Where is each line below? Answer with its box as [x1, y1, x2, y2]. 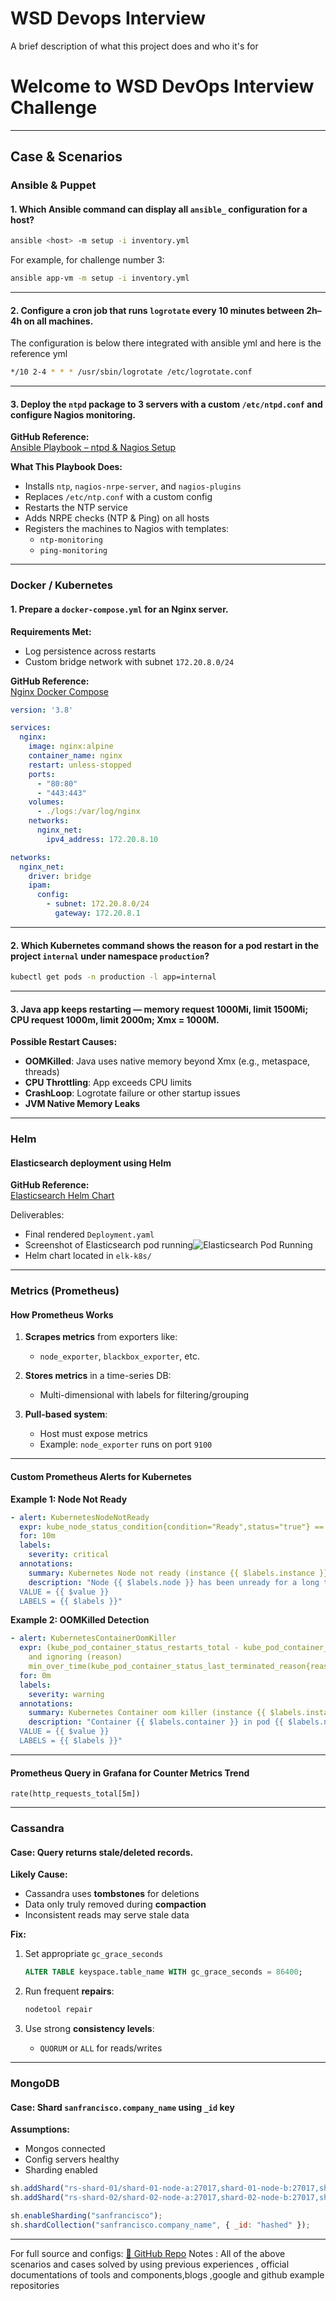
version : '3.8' [10, 705, 74, 715]
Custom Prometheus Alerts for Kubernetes [10, 1471, 192, 1483]
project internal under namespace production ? [10, 950, 210, 962]
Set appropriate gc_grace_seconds [24, 1948, 164, 1960]
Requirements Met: [10, 625, 92, 637]
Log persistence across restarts [24, 645, 157, 657]
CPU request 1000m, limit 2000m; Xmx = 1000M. [10, 1013, 220, 1026]
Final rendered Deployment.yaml [24, 1228, 155, 1241]
